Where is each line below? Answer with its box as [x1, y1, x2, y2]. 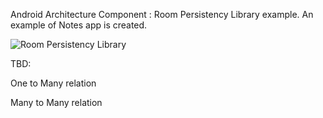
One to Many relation [10, 77, 97, 89]
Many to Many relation [10, 97, 103, 108]
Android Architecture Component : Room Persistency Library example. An [10, 9, 314, 20]
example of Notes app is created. [10, 19, 148, 31]
